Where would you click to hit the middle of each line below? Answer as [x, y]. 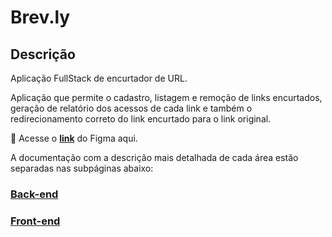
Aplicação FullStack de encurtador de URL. [99, 78]
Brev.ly [40, 17]
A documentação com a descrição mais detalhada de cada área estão [154, 157]
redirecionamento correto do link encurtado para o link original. [141, 119]
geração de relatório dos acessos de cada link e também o [131, 108]
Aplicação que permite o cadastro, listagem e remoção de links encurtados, [166, 97]
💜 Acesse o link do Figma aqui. [74, 138]
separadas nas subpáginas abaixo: [82, 168]
